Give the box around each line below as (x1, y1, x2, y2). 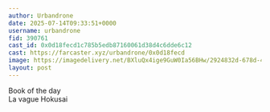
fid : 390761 (8, 34, 48, 42)
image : (8, 57, 31, 65)
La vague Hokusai (8, 94, 68, 104)
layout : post (8, 64, 52, 72)
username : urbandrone (8, 26, 81, 34)
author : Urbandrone (8, 11, 74, 20)
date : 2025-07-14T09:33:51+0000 (8, 19, 117, 27)
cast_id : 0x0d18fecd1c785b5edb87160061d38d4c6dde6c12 (8, 42, 193, 50)
